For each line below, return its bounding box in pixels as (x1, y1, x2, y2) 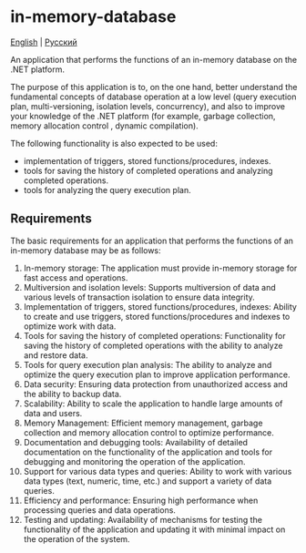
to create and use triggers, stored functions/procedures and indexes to (23, 311, 291, 322)
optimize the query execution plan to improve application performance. (23, 369, 291, 380)
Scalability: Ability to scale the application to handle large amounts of (23, 398, 283, 409)
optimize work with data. (23, 321, 117, 332)
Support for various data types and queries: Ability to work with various (23, 466, 292, 476)
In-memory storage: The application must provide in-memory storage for (23, 262, 298, 273)
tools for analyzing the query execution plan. (23, 184, 191, 195)
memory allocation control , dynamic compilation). (10, 120, 199, 131)
